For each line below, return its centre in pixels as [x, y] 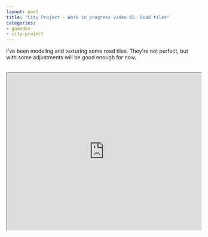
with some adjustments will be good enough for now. [71, 57]
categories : [21, 23]
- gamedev [19, 28]
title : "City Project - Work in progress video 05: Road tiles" [88, 17]
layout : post [22, 12]
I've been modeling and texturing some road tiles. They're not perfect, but [97, 51]
